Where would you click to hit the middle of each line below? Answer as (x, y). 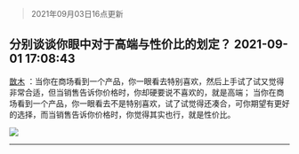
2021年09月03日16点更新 (77, 14)
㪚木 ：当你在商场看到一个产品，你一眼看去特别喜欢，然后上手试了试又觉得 (147, 81)
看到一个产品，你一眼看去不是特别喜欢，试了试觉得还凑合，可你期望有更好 (153, 103)
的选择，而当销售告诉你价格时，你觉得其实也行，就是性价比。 (122, 114)
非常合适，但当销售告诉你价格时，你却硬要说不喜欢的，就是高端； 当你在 (143, 92)
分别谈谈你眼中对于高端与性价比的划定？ (120, 45)
